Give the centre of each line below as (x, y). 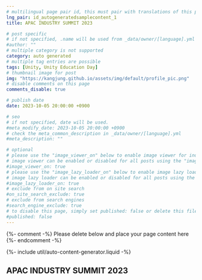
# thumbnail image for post (41, 73)
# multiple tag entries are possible (54, 61)
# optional (20, 150)
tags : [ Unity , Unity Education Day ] (52, 67)
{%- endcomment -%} (34, 240)
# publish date (25, 100)
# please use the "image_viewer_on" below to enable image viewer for (96, 156)
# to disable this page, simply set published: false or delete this (95, 211)
